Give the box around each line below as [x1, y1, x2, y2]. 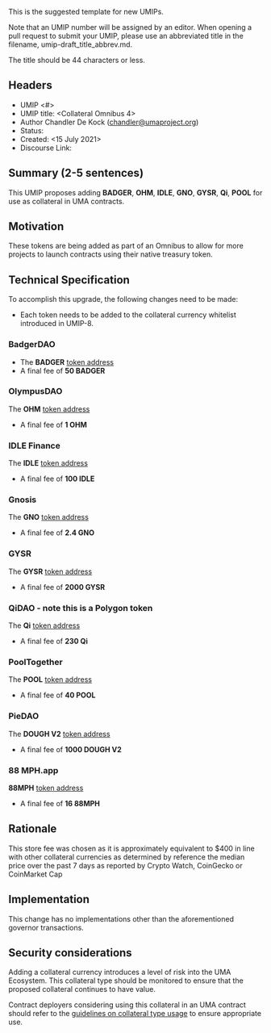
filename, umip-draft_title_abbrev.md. [8, 40, 133, 49]
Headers [8, 78, 52, 92]
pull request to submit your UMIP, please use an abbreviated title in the [8, 31, 244, 40]
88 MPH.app [8, 764, 59, 776]
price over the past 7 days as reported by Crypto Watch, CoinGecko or [8, 860, 244, 870]
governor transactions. [8, 922, 85, 932]
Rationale [8, 822, 57, 836]
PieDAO [8, 710, 40, 721]
